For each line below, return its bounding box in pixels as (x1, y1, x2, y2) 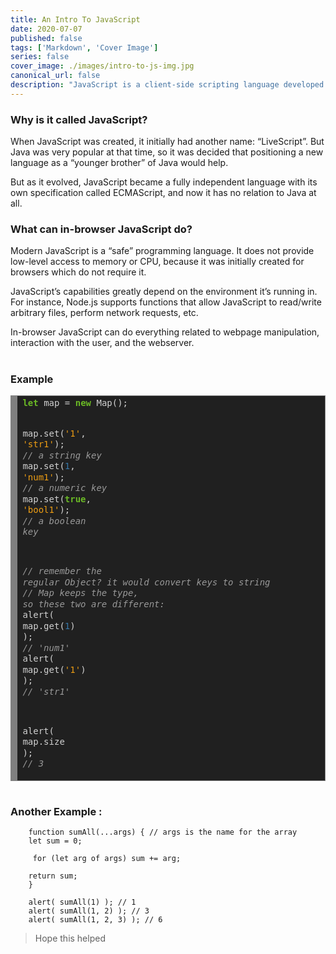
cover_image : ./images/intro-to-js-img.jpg (10, 61, 195, 71)
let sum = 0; (28, 836, 83, 846)
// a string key (22, 449, 102, 461)
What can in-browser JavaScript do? (10, 222, 193, 236)
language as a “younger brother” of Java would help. (10, 157, 229, 169)
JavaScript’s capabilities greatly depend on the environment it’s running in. (10, 286, 318, 298)
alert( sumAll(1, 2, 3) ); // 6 (28, 915, 163, 925)
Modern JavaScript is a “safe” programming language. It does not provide (10, 245, 315, 257)
